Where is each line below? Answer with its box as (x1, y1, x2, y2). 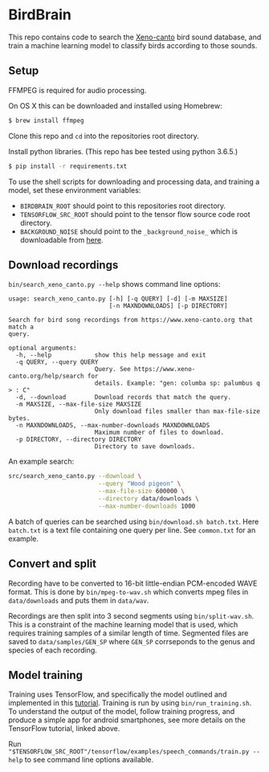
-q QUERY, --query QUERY (15, 358, 99, 366)
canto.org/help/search (8, 372, 84, 381)
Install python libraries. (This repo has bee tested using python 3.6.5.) (8, 146, 238, 156)
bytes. (8, 415, 31, 423)
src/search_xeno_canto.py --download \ (8, 472, 142, 480)
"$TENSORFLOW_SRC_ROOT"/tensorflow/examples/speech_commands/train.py (8, 748, 250, 756)
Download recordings (8, 258, 119, 272)
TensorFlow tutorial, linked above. (8, 724, 120, 733)
